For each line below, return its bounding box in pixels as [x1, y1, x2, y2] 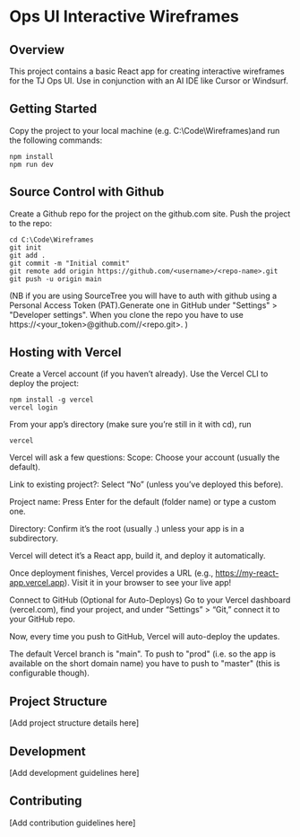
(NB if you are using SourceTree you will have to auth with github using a [9, 290, 278, 301]
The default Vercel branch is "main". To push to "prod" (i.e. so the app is [9, 648, 276, 659]
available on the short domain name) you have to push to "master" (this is [9, 658, 280, 669]
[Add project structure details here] [9, 718, 140, 728]
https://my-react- [214, 568, 279, 578]
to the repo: [9, 217, 52, 228]
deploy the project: [9, 378, 79, 389]
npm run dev [9, 160, 54, 169]
